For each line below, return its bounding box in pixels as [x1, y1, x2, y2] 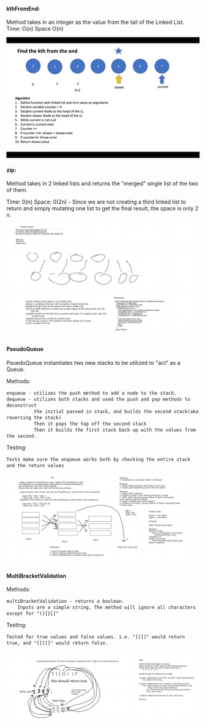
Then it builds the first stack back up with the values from [33, 427, 196, 433]
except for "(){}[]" [6, 611, 59, 617]
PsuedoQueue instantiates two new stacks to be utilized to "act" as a [6, 359, 181, 366]
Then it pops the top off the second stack [33, 421, 147, 427]
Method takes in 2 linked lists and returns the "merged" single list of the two [6, 180, 199, 187]
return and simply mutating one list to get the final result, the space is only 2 [6, 205, 199, 212]
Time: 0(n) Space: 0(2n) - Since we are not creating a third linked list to [6, 198, 186, 205]
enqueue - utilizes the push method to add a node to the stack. [6, 390, 177, 396]
